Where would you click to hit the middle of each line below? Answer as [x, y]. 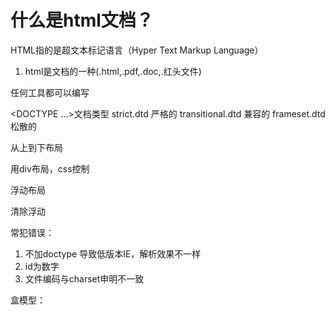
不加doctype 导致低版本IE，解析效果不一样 [113, 253]
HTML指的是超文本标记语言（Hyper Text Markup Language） [137, 50]
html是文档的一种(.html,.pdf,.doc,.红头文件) [113, 71]
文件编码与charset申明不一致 [84, 278]
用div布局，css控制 [50, 168]
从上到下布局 [36, 147]
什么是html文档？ [82, 20]
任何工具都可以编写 [50, 92]
